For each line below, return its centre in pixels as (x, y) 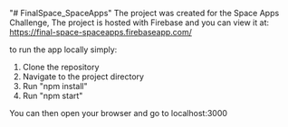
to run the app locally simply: (63, 50)
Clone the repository (61, 67)
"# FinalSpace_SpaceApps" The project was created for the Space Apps (144, 13)
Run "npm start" (53, 95)
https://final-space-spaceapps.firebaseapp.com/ (101, 32)
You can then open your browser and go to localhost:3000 (119, 113)
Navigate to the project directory (83, 77)
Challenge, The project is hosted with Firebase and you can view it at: (139, 23)
